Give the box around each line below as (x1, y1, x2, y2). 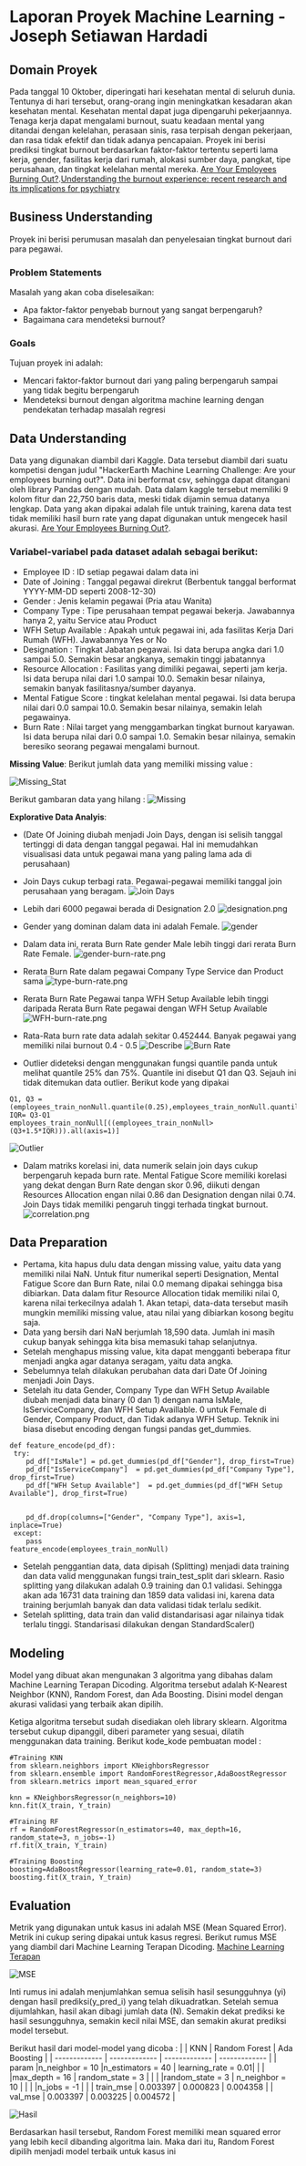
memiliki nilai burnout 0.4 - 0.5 (22, 1039, 138, 1050)
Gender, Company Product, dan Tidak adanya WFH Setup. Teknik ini (22, 1414, 280, 1425)
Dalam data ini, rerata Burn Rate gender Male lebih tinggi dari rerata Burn (22, 938, 296, 949)
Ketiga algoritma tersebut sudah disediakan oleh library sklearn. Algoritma (9, 1717, 288, 1728)
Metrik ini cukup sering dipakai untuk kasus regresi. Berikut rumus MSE (9, 1931, 278, 1943)
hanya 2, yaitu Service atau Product (22, 614, 158, 625)
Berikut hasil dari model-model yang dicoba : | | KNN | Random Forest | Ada (9, 2042, 293, 2053)
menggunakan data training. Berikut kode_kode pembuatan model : (9, 1736, 262, 1747)
